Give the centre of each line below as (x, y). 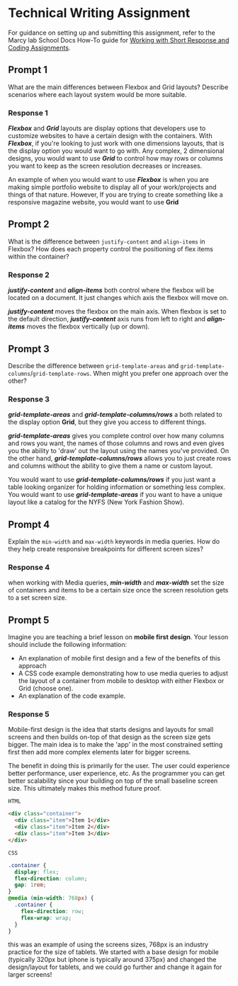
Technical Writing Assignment (99, 13)
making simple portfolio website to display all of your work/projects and (112, 187)
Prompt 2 (29, 224)
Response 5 (29, 714)
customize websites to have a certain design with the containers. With (110, 136)
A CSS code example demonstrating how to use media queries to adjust (123, 673)
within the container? (39, 256)
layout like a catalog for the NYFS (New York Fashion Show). (96, 502)
